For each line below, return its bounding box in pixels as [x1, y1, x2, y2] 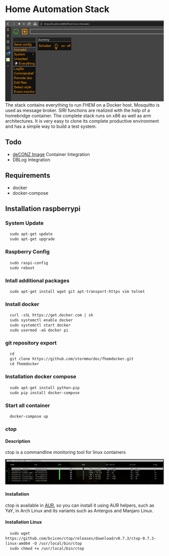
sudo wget [10, 531, 30, 536]
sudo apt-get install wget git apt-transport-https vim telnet [10, 289, 145, 294]
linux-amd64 [5, 541, 30, 546]
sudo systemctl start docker [10, 323, 71, 328]
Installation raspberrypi [5, 205, 80, 213]
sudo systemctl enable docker [10, 318, 73, 323]
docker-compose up [10, 414, 49, 419]
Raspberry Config [5, 248, 50, 255]
